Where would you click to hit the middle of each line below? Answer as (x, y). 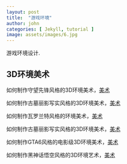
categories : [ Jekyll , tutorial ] (50, 29)
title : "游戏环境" (29, 18)
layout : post (23, 12)
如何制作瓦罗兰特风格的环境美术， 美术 (54, 116)
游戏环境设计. (24, 53)
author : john (23, 23)
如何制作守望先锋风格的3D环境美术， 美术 (58, 90)
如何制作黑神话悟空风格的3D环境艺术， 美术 (61, 155)
